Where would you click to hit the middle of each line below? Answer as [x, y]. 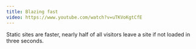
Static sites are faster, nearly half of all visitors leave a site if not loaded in [98, 34]
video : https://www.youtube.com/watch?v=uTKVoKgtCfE [74, 17]
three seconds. [25, 41]
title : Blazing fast [32, 12]
